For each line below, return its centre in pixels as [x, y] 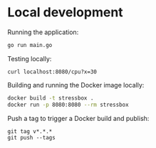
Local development [65, 12]
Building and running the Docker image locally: [76, 85]
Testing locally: [30, 58]
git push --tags [31, 137]
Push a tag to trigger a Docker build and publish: [78, 118]
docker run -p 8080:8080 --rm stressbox [68, 105]
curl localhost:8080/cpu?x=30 [52, 72]
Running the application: [43, 32]
